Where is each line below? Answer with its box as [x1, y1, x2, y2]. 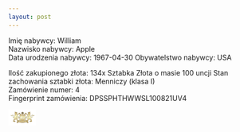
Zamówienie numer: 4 [8, 84, 81, 95]
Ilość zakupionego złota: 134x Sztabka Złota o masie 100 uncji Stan [8, 68, 229, 77]
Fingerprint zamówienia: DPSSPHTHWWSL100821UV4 [8, 93, 187, 103]
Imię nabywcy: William [8, 36, 82, 45]
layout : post [8, 13, 52, 21]
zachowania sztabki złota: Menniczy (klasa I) [8, 76, 155, 86]
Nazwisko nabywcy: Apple [8, 44, 96, 53]
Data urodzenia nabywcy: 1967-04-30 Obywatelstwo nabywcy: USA [8, 52, 232, 62]
